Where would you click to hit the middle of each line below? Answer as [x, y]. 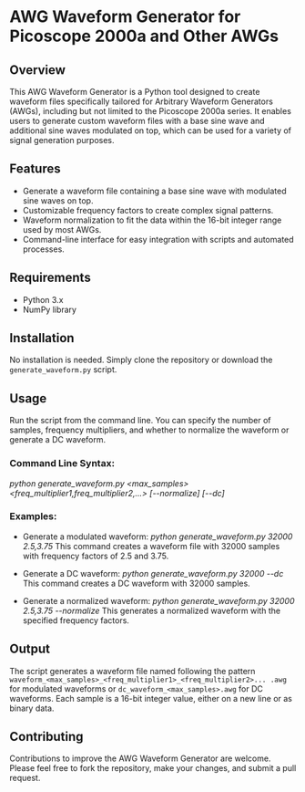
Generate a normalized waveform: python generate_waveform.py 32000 [158, 600]
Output [30, 649]
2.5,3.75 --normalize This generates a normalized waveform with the [151, 610]
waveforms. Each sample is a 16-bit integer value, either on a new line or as [151, 698]
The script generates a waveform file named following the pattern [132, 671]
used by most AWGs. [62, 229]
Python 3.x [43, 299]
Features [35, 169]
